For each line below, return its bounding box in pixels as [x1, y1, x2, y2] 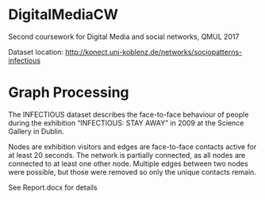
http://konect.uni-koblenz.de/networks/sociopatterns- [64, 47, 243, 56]
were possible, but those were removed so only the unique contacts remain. [8, 167, 256, 176]
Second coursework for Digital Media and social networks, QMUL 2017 [8, 32, 240, 41]
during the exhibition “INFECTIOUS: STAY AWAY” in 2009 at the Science [8, 117, 244, 128]
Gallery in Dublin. [8, 126, 65, 136]
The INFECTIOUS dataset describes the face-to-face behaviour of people [8, 110, 249, 119]
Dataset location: [8, 47, 63, 56]
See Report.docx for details [8, 183, 98, 192]
